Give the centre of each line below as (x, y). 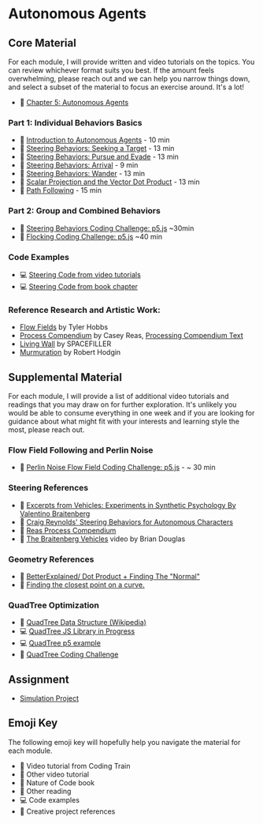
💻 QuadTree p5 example (60, 643)
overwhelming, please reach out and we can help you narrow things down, (129, 79)
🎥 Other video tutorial (54, 774)
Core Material (42, 43)
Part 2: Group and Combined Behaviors (85, 211)
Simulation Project (49, 698)
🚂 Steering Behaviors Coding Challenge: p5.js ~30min (107, 228)
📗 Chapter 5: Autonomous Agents (74, 102)
